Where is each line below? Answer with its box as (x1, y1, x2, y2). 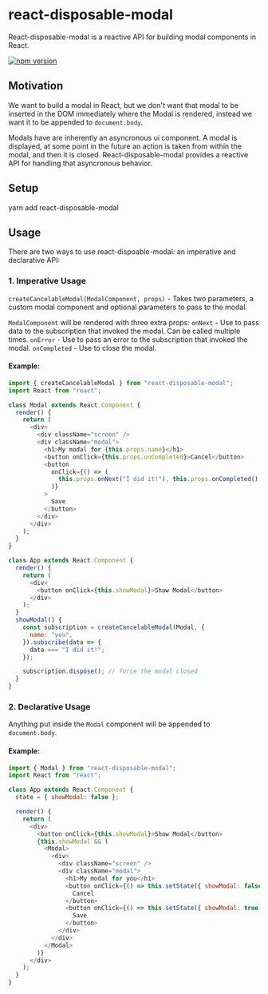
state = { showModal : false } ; (15, 793, 120, 801)
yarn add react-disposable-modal (8, 202, 119, 213)
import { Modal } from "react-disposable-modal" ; (8, 764, 177, 772)
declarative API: (8, 256, 61, 265)
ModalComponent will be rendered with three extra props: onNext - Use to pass (8, 317, 259, 327)
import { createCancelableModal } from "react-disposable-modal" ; (8, 379, 234, 387)
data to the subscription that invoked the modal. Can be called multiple (8, 326, 241, 336)
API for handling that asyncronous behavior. (8, 158, 153, 168)
